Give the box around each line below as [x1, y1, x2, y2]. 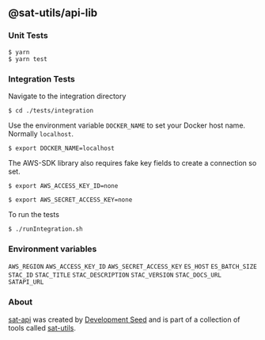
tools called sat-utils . [8, 323, 77, 332]
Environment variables [8, 243, 97, 254]
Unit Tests [8, 30, 49, 41]
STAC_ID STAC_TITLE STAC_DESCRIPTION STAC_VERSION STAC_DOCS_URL [8, 271, 221, 280]
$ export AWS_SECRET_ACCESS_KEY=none [8, 196, 133, 204]
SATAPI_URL [8, 278, 44, 286]
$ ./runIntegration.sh [8, 225, 83, 233]
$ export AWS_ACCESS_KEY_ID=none [8, 181, 119, 189]
